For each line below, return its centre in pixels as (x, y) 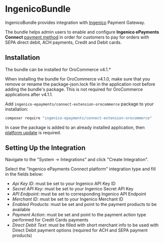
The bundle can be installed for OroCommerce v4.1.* (58, 69)
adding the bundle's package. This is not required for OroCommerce (74, 89)
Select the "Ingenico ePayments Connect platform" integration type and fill (80, 169)
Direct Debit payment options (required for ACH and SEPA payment (80, 230)
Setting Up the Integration (45, 148)
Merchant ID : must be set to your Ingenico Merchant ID (68, 199)
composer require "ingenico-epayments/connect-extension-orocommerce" (79, 118)
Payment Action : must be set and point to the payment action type (79, 215)
